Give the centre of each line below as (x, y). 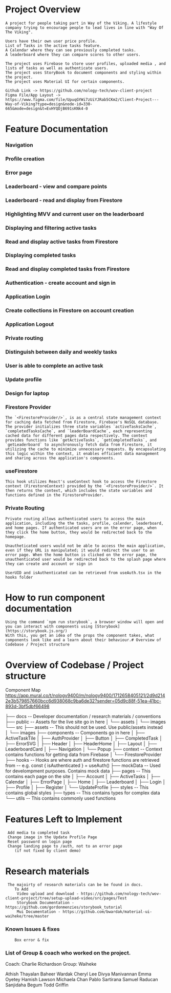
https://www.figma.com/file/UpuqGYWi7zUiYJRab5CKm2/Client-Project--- (82, 99)
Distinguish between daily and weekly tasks (61, 352)
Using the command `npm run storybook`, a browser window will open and (84, 622)
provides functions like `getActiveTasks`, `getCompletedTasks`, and (81, 440)
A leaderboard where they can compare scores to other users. (73, 54)
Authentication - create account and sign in (61, 283)
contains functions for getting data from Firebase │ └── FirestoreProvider (83, 755)
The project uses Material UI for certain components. (65, 81)
